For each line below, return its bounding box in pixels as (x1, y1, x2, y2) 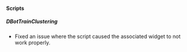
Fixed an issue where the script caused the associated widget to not (14, 33, 181, 40)
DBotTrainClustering (6, 18, 58, 25)
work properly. (14, 39, 51, 46)
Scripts (6, 5, 25, 12)
